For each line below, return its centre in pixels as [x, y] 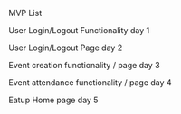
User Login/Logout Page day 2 [66, 48]
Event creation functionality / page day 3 [84, 65]
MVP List [25, 13]
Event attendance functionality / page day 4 [90, 83]
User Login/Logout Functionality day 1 [79, 30]
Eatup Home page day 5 [53, 100]
